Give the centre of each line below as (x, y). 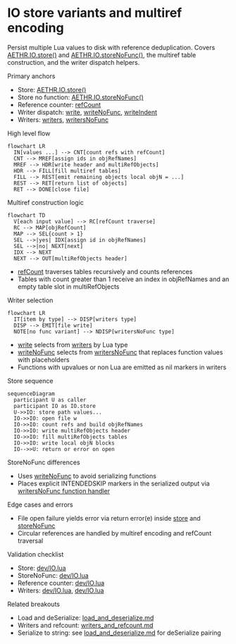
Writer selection (30, 300)
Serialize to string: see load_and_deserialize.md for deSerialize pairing (119, 633)
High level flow (29, 133)
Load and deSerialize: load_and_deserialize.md (86, 617)
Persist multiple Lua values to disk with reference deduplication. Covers (111, 47)
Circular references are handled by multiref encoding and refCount (114, 533)
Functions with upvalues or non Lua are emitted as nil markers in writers (122, 367)
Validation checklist (36, 554)
